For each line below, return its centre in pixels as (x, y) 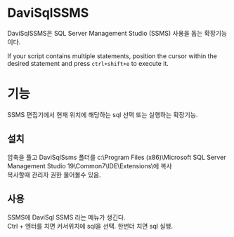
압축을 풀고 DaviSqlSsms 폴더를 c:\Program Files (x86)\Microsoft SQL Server (117, 157)
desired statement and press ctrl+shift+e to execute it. (88, 63)
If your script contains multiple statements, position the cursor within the (112, 56)
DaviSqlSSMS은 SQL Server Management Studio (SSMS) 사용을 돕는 (105, 33)
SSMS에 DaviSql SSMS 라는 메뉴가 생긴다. (66, 217)
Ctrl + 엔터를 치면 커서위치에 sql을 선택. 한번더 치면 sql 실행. (90, 226)
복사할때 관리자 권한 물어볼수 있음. (54, 175)
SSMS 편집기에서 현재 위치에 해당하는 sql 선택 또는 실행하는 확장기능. (103, 114)
